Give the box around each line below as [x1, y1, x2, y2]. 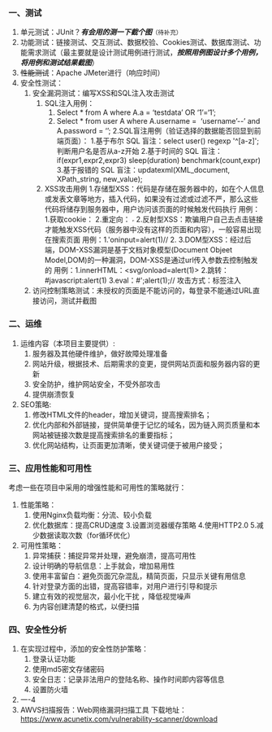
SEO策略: [19, 399, 51, 409]
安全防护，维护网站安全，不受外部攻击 [32, 379, 161, 388]
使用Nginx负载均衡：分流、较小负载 [32, 510, 153, 519]
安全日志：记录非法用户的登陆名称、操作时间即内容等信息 [32, 674, 225, 685]
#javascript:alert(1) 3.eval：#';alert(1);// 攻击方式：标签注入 [44, 275, 241, 286]
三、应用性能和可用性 [8, 462, 92, 474]
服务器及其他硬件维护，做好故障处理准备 [32, 348, 168, 358]
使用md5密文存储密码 [32, 664, 105, 674]
